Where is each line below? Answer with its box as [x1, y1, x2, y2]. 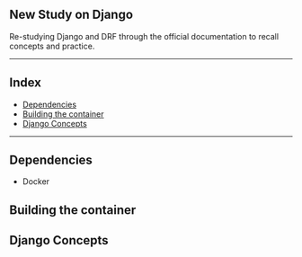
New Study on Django [9, 7, 133, 22]
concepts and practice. [9, 40, 95, 51]
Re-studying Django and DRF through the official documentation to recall [9, 31, 280, 41]
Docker [22, 176, 50, 187]
